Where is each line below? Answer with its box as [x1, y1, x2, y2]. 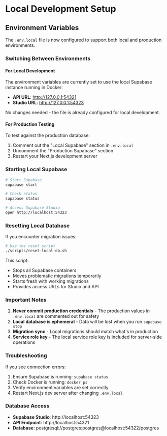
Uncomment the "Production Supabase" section [12, 148, 114, 154]
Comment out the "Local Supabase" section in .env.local [12, 142, 133, 148]
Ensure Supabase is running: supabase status [12, 373, 108, 379]
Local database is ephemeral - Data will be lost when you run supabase [12, 319, 162, 325]
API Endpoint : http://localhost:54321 [12, 419, 89, 425]
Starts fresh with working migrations [12, 278, 89, 284]
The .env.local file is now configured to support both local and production [5, 37, 162, 43]
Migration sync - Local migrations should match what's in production [12, 329, 158, 335]
